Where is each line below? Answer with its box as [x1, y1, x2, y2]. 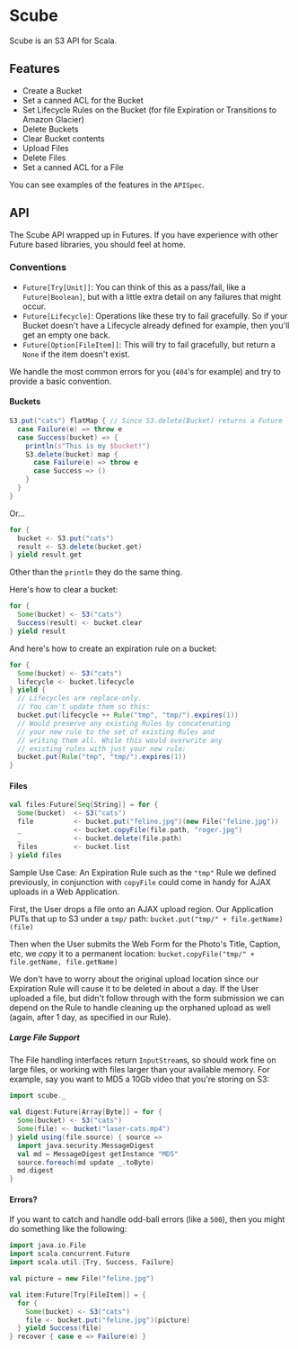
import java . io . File [9, 1241, 87, 1250]
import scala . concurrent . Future [9, 1249, 130, 1259]
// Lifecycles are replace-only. [17, 694, 143, 703]
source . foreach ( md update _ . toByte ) [17, 1158, 154, 1167]
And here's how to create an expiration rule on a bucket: [9, 643, 217, 654]
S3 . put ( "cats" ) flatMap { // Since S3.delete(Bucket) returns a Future [9, 416, 283, 426]
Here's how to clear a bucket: [9, 584, 118, 595]
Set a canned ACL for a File [22, 161, 124, 172]
